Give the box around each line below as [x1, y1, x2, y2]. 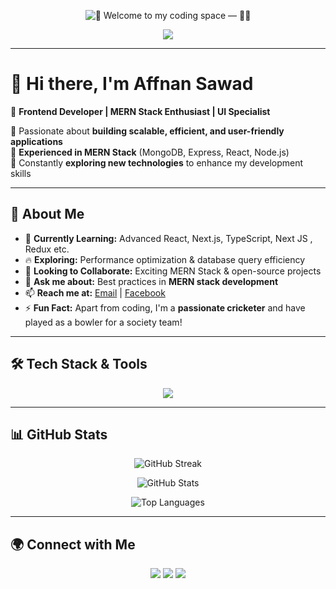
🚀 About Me [10, 206, 85, 223]
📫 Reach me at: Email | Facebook [24, 286, 166, 299]
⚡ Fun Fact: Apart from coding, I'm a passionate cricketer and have [24, 301, 306, 314]
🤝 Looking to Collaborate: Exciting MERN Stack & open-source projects [24, 265, 322, 277]
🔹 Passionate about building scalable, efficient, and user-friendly [10, 125, 285, 137]
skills [10, 167, 32, 179]
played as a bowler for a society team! [24, 316, 183, 328]
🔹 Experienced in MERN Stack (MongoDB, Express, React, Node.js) [10, 146, 290, 158]
